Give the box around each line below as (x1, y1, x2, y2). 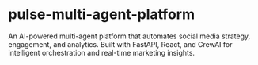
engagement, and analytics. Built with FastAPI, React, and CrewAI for (8, 39, 233, 49)
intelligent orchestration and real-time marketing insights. (8, 48, 195, 57)
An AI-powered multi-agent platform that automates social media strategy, (8, 31, 251, 41)
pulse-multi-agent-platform (8, 5, 195, 23)
